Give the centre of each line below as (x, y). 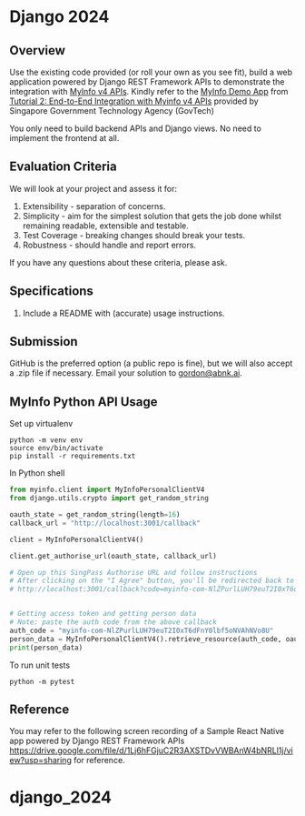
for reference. (99, 761)
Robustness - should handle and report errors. (109, 245)
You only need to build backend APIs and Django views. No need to (135, 128)
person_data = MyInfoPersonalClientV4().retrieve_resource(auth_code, (146, 639)
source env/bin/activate (56, 448)
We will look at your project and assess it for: (93, 188)
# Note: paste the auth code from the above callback (113, 622)
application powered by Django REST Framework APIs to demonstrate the (147, 82)
